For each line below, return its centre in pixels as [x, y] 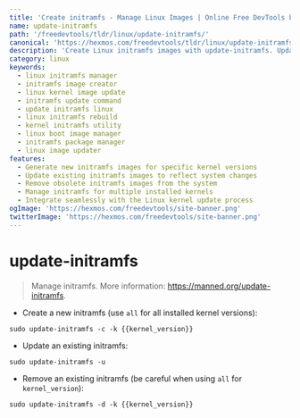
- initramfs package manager [71, 142]
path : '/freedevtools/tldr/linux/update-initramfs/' [109, 34]
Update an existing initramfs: [75, 346]
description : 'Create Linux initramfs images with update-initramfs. [142, 51]
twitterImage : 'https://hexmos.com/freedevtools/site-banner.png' [135, 217]
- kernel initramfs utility [70, 126]
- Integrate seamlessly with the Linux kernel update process [135, 201]
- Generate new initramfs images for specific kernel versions [137, 167]
